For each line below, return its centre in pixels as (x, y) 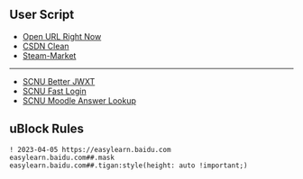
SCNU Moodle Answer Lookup (79, 100)
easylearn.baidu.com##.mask (62, 157)
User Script (42, 15)
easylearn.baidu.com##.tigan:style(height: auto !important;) (129, 166)
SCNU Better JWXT (59, 81)
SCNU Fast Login (55, 91)
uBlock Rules (46, 129)
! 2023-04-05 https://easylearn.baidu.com (90, 149)
